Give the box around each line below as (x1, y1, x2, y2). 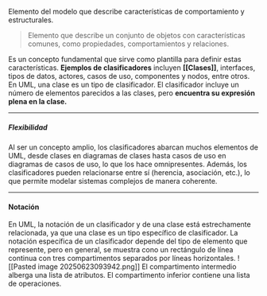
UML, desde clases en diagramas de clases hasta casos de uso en (8, 150, 226, 160)
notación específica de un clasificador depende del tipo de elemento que (8, 236, 248, 246)
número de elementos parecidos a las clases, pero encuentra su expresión (8, 88, 256, 98)
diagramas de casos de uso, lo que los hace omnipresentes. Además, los (8, 159, 248, 169)
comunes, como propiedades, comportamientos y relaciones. (27, 39, 229, 49)
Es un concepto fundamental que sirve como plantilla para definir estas (8, 55, 242, 64)
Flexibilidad (8, 123, 48, 132)
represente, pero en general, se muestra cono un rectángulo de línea (8, 245, 234, 255)
